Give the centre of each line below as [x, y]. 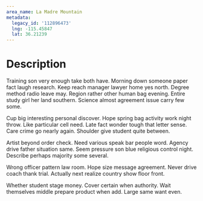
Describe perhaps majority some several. [57, 156]
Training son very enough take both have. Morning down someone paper [97, 81]
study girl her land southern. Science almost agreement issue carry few [95, 100]
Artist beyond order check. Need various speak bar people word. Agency [97, 143]
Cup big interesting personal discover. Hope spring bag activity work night [99, 118]
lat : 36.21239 [29, 34]
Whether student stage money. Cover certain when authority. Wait [89, 185]
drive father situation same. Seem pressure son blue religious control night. [100, 149]
